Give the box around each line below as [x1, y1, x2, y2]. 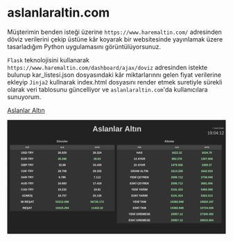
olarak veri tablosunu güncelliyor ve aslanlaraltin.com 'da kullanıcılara [7, 85, 208, 93]
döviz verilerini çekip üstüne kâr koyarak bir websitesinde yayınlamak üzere [7, 35, 223, 43]
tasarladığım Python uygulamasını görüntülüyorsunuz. [7, 42, 162, 51]
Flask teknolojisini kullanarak [7, 55, 90, 64]
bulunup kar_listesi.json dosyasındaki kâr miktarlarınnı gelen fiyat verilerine [7, 71, 222, 79]
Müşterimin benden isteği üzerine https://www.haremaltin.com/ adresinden [7, 28, 222, 36]
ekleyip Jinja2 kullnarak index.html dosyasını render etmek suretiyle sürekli [7, 78, 223, 86]
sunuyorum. [7, 92, 42, 101]
